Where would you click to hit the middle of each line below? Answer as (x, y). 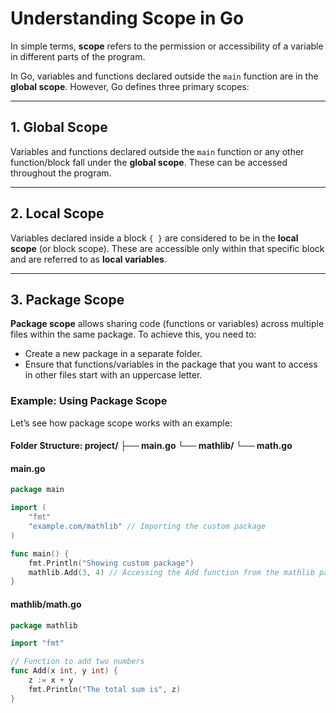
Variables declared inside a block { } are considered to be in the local (154, 238)
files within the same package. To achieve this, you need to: (133, 334)
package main (37, 490)
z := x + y (51, 680)
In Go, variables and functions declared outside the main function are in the (164, 76)
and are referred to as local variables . (88, 259)
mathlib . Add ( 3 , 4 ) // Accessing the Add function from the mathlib (171, 572)
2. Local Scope (57, 213)
